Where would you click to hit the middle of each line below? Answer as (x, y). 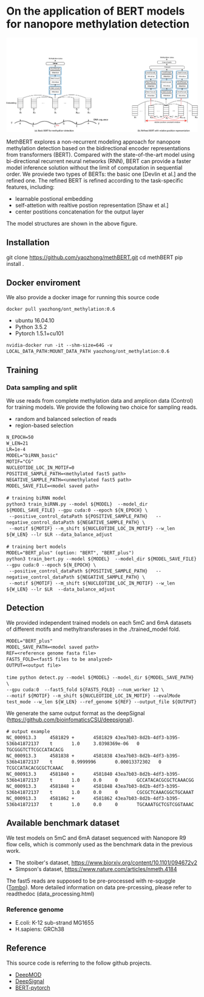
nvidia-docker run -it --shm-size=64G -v (59, 346)
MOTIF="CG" (20, 462)
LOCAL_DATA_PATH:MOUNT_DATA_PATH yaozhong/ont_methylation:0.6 (88, 352)
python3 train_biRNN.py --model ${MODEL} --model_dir (77, 504)
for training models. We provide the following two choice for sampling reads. (102, 407)
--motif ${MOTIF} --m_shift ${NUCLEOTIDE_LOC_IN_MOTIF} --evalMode (93, 696)
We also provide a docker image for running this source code (83, 297)
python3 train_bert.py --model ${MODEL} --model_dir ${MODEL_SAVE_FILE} (102, 559)
